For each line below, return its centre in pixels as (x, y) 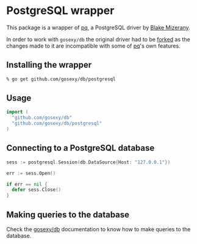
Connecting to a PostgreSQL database (81, 148)
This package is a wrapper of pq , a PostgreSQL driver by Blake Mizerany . (98, 27)
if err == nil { (27, 184)
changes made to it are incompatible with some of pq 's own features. (94, 46)
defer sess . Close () (37, 190)
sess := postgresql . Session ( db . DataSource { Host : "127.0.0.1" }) (88, 162)
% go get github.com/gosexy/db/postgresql (61, 79)
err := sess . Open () (31, 173)
